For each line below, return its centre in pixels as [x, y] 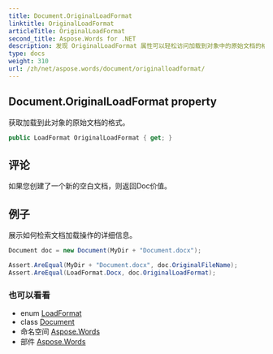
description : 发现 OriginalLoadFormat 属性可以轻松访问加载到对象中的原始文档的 [135, 46]
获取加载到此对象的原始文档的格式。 [69, 122]
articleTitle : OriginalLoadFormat [67, 31]
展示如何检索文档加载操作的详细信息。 [72, 235]
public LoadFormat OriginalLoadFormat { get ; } [91, 138]
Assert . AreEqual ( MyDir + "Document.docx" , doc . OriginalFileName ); [123, 265]
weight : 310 [28, 62]
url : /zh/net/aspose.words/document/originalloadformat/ [107, 69]
